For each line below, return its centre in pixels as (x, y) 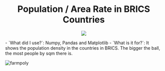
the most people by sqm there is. (39, 53)
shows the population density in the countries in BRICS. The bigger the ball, (83, 48)
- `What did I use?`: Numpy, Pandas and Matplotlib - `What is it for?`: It (77, 43)
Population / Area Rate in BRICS (84, 9)
